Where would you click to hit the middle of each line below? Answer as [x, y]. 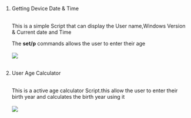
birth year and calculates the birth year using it [68, 97]
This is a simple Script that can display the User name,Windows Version [99, 26]
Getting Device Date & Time [45, 8]
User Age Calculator [36, 73]
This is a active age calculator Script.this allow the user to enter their [95, 91]
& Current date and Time [41, 32]
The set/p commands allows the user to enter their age [78, 44]
